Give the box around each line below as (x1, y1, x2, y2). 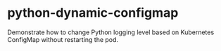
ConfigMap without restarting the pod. (7, 35, 118, 43)
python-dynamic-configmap (7, 5, 179, 21)
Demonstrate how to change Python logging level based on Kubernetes (7, 28, 215, 36)
